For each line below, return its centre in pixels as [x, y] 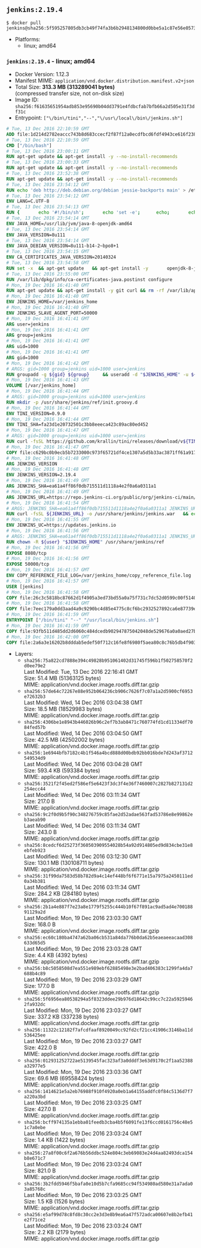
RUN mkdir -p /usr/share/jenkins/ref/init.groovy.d [72, 402]
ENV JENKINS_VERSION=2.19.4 [41, 475]
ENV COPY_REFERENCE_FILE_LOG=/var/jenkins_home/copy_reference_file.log [99, 576]
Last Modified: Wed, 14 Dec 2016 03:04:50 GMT [83, 733]
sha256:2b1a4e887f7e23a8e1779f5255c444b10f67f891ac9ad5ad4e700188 [108, 907]
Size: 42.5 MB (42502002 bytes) [64, 740]
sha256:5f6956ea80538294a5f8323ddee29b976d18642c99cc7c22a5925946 [108, 999]
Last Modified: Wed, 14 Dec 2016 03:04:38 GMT [83, 703]
